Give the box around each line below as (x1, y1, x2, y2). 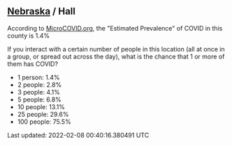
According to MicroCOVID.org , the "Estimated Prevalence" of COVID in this (7, 24, 223, 32)
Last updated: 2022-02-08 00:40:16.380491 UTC (7, 131, 150, 139)
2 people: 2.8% (17, 80, 62, 89)
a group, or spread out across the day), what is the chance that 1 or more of (7, 52, 225, 60)
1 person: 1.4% (17, 73, 60, 81)
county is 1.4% (7, 31, 50, 40)
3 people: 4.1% (17, 88, 61, 96)
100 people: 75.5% (17, 117, 71, 126)
